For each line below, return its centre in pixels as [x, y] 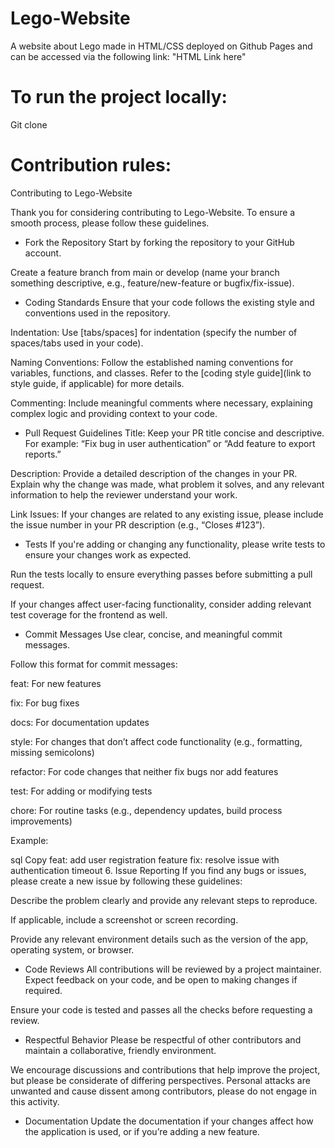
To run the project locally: [119, 97]
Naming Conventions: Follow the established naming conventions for [152, 362]
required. [43, 990]
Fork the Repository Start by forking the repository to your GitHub [159, 242]
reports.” [43, 454]
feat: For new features [56, 683]
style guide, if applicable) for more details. [97, 383]
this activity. [35, 1101]
